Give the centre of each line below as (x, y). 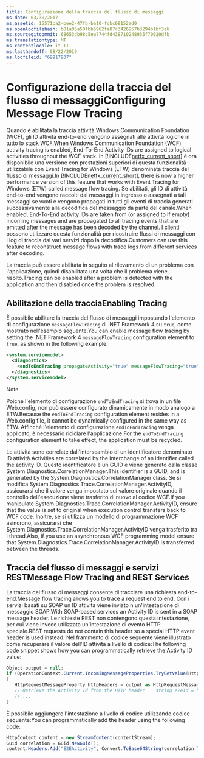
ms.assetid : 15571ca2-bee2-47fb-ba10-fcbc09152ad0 (72, 23)
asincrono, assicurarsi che (39, 523)
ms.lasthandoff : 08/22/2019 (42, 52)
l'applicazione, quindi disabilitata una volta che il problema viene (87, 271)
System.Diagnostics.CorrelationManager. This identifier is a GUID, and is (96, 471)
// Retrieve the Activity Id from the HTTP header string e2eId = (104, 691)
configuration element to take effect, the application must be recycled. (94, 440)
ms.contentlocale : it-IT (38, 46)
